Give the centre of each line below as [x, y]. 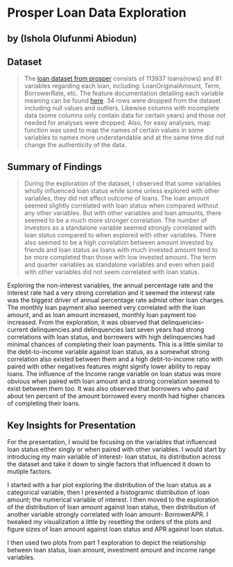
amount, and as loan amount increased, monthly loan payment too [102, 315]
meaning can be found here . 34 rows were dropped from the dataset [122, 101]
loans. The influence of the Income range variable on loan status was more [114, 374]
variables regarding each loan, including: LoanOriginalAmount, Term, [122, 86]
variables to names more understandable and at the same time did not [124, 137]
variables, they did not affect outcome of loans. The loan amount [116, 198]
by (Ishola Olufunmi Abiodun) [72, 39]
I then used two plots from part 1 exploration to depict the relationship [106, 543]
